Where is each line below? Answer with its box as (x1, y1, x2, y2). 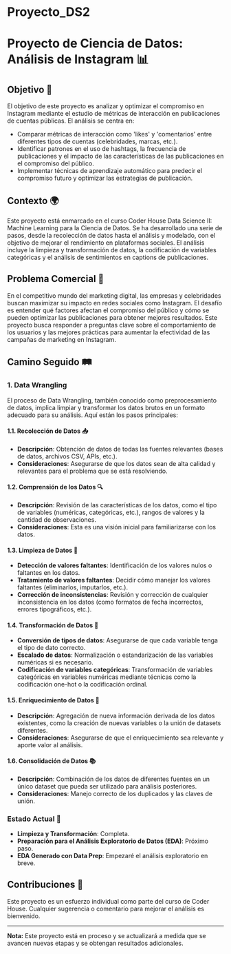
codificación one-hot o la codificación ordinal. (16, 680, 148, 689)
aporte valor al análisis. (16, 740, 83, 749)
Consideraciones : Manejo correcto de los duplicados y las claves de (16, 789, 213, 798)
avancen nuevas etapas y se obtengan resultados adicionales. (7, 939, 184, 947)
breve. (16, 859, 36, 867)
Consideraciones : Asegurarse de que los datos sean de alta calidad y (16, 459, 216, 467)
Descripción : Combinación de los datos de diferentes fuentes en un (16, 775, 210, 783)
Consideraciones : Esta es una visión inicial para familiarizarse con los (16, 522, 217, 531)
